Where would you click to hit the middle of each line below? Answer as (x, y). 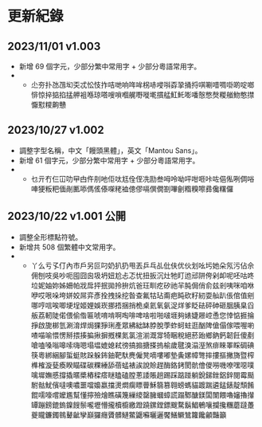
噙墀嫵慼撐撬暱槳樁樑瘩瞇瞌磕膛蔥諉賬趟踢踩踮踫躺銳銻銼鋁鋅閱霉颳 (143, 374)
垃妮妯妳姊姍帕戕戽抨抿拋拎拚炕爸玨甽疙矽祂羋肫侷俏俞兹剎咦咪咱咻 (143, 285)
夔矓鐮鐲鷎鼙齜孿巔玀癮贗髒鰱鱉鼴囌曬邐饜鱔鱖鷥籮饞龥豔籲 (129, 414)
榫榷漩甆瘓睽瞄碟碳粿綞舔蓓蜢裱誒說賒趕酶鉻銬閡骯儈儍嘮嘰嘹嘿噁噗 (143, 365)
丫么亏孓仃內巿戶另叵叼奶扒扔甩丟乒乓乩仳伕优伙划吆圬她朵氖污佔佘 (143, 265)
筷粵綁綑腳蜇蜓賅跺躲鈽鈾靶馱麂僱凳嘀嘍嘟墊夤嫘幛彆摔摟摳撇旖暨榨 (143, 355)
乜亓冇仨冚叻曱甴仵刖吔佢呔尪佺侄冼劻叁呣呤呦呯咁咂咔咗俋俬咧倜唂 (143, 178)
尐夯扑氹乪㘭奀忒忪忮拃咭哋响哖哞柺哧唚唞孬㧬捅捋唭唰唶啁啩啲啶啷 (143, 85)
